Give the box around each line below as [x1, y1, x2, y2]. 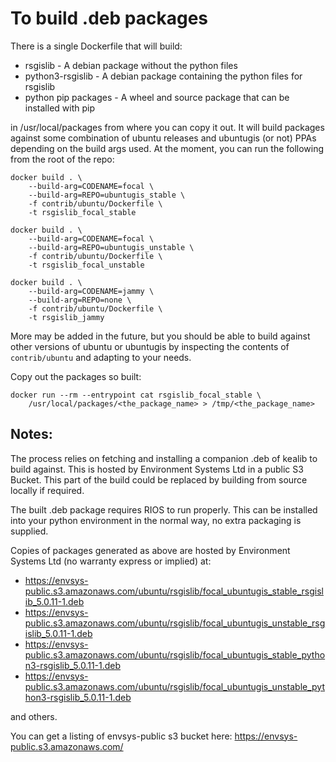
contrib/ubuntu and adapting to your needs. [10, 351, 192, 363]
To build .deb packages [10, 7, 209, 30]
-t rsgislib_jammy [28, 312, 105, 322]
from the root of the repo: [10, 153, 115, 165]
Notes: [10, 426, 53, 443]
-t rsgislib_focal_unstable [28, 260, 145, 270]
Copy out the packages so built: [10, 370, 142, 382]
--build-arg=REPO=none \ [28, 295, 132, 305]
